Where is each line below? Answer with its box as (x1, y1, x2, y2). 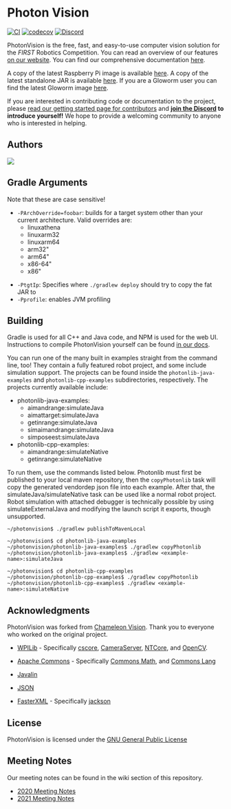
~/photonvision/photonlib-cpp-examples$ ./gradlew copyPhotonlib (7, 574, 198, 581)
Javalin (16, 670, 38, 679)
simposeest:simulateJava (27, 433, 100, 442)
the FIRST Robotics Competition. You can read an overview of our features (7, 48, 219, 57)
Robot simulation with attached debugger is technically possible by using (7, 498, 214, 506)
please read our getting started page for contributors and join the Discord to (7, 104, 224, 112)
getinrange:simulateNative (27, 455, 102, 463)
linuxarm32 (27, 230, 60, 238)
